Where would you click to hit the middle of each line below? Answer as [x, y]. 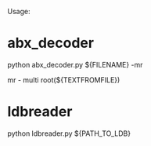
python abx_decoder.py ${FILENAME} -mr [75, 64]
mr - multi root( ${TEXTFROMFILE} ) [64, 80]
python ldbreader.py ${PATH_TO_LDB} [69, 133]
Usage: [19, 11]
